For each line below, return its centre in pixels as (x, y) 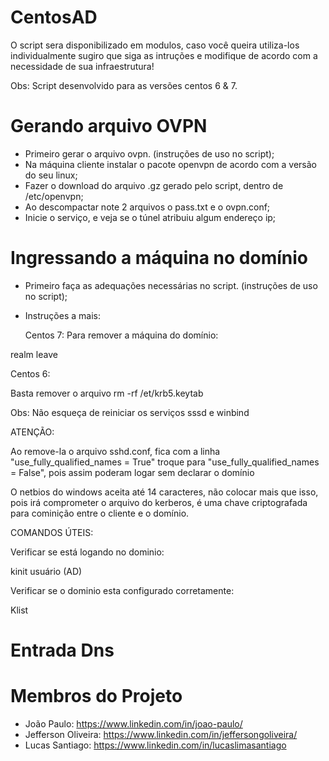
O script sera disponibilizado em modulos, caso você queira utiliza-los (155, 45)
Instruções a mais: (62, 315)
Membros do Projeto (96, 696)
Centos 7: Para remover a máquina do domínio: (121, 335)
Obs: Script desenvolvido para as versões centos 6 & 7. (124, 85)
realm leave (34, 354)
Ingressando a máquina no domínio (159, 258)
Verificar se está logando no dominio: (87, 552)
